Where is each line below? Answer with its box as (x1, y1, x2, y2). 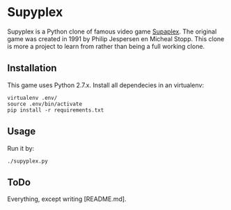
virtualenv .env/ (7, 94, 58, 101)
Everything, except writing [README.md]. (7, 195, 127, 203)
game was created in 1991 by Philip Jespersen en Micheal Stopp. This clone (7, 34, 225, 43)
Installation (7, 62, 57, 74)
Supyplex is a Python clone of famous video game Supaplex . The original (7, 27, 217, 36)
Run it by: (7, 144, 35, 152)
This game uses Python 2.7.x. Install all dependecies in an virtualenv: (7, 81, 204, 89)
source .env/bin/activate (7, 100, 82, 107)
